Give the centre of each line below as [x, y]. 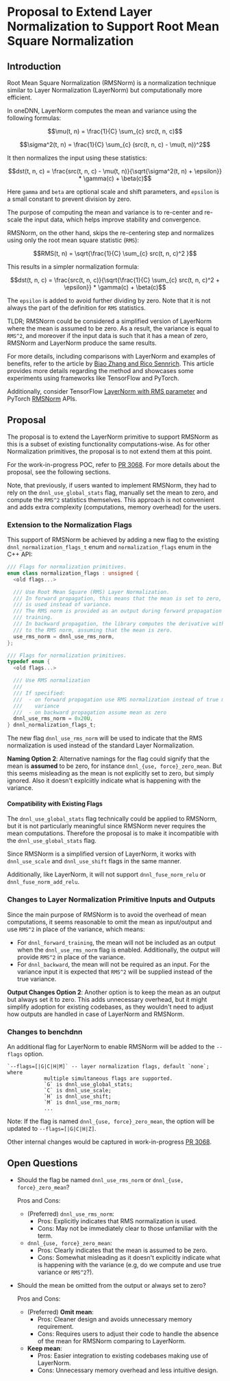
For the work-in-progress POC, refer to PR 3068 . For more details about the [114, 464]
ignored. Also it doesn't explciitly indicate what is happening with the [104, 781]
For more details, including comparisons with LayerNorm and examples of [111, 356]
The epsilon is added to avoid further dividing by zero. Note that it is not [109, 300]
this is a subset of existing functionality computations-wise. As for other [108, 444]
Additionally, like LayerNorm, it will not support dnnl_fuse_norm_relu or [107, 874]
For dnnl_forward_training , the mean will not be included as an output [116, 942]
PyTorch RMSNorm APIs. [42, 399]
